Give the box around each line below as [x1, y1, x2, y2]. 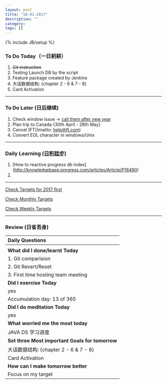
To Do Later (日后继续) [5, 104, 59, 111]
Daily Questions [7, 237, 46, 244]
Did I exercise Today [7, 280, 57, 287]
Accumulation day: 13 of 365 [7, 295, 76, 302]
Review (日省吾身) [5, 223, 49, 230]
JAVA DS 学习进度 [7, 329, 50, 336]
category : [5, 21, 26, 26]
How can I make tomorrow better [7, 363, 87, 370]
